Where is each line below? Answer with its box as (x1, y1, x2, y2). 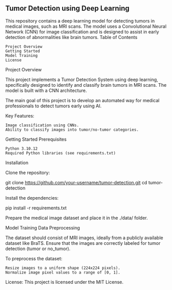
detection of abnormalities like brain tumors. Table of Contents (5, 34, 138, 40)
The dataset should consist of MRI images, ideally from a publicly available (5, 235, 163, 241)
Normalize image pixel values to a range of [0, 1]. (5, 269, 121, 275)
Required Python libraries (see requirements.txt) (5, 150, 116, 156)
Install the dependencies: (5, 195, 59, 201)
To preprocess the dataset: (5, 255, 63, 261)
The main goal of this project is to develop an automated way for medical (5, 97, 160, 103)
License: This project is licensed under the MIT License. (5, 279, 124, 285)
